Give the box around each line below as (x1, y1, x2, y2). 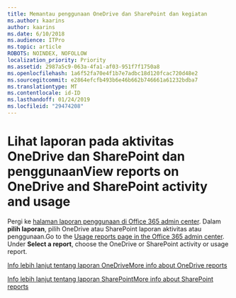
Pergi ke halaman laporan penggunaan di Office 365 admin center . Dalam (7, 217, 222, 226)
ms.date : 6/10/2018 (7, 30, 65, 38)
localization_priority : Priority (7, 57, 106, 64)
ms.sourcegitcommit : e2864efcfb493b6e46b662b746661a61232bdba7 (7, 76, 198, 84)
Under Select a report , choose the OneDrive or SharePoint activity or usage (7, 239, 229, 248)
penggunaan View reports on (7, 164, 179, 180)
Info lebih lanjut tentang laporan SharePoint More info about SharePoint (7, 275, 214, 283)
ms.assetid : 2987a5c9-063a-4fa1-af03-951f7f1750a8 (7, 63, 160, 70)
